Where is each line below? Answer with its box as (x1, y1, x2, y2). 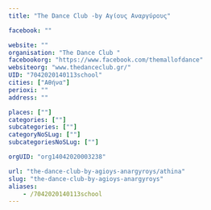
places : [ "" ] (8, 108, 52, 116)
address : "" (8, 94, 48, 102)
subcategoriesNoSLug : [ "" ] (8, 138, 99, 146)
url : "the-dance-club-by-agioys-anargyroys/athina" (8, 167, 185, 175)
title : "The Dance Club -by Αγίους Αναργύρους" (8, 11, 172, 20)
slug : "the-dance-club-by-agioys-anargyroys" (8, 174, 163, 183)
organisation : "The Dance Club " (8, 48, 121, 57)
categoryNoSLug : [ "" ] (8, 131, 81, 139)
